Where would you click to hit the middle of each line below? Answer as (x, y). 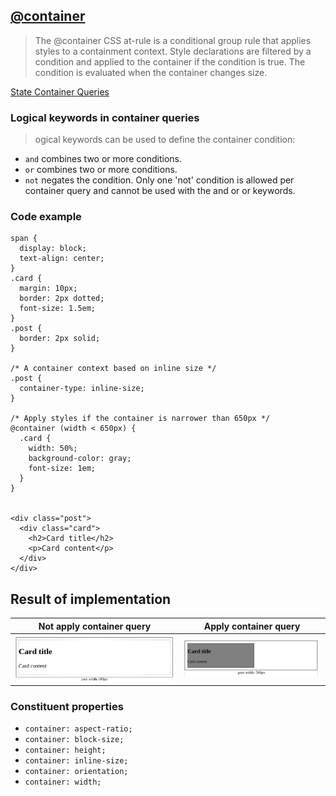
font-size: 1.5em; (58, 309)
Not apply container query (95, 626)
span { (24, 239)
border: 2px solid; (60, 339)
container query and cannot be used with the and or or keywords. (160, 191)
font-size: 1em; (62, 469)
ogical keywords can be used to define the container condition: (165, 140)
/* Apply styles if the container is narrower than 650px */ (140, 419)
